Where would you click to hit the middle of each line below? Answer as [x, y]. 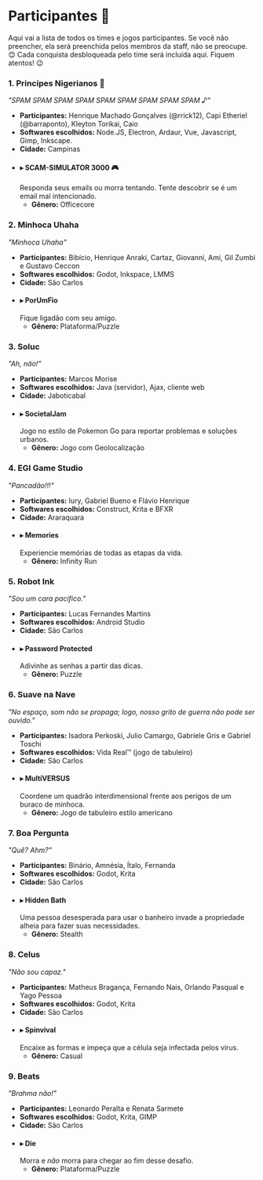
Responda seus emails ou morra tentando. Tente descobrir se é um [128, 188]
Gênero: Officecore [63, 204]
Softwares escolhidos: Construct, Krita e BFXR [96, 509]
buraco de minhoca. [52, 804]
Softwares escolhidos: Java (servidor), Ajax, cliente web [112, 388]
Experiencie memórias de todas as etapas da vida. [101, 553]
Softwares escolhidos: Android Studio [82, 622]
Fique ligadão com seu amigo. [68, 318]
